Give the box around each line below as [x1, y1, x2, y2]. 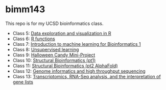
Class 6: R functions [12, 36, 55, 42]
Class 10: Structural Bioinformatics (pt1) [12, 57, 96, 63]
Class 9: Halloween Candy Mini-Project [12, 52, 96, 58]
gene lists [12, 79, 33, 85]
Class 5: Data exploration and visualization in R [12, 30, 111, 36]
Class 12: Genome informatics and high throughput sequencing [12, 68, 146, 74]
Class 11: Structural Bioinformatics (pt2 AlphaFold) [12, 63, 118, 69]
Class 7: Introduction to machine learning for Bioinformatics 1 [12, 41, 141, 47]
